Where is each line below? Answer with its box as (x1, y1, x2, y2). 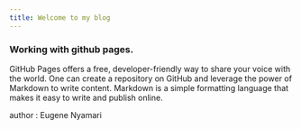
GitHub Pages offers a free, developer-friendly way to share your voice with (9, 63, 291, 74)
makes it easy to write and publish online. (9, 92, 164, 103)
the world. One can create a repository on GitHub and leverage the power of (9, 73, 293, 84)
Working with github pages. (9, 42, 133, 55)
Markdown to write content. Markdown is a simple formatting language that (9, 82, 289, 93)
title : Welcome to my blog (9, 13, 111, 23)
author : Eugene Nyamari (9, 109, 102, 120)
